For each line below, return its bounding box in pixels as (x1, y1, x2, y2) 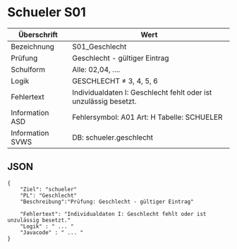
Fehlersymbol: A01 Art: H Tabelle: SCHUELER (72, 112, 223, 122)
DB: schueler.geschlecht (72, 132, 154, 142)
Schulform (11, 64, 46, 74)
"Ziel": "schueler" (20, 186, 78, 193)
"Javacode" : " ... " (20, 229, 83, 236)
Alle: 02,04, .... (72, 64, 121, 74)
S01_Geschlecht (72, 42, 127, 51)
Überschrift (18, 30, 58, 40)
